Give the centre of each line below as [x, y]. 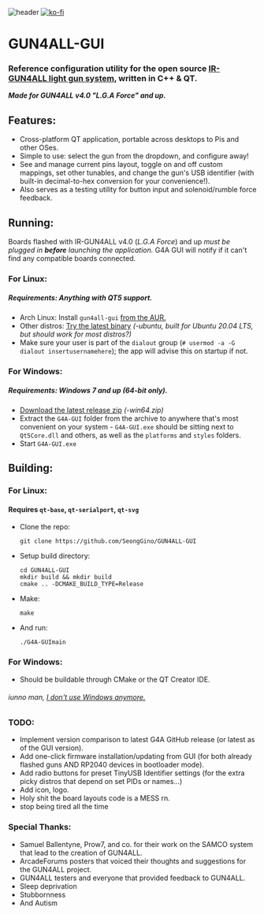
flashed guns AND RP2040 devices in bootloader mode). [112, 765]
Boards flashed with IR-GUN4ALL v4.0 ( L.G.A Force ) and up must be [119, 242]
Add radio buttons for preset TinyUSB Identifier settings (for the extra [132, 773]
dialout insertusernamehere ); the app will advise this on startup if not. [134, 351]
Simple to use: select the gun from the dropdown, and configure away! [134, 156]
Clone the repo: [45, 527]
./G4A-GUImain [43, 642]
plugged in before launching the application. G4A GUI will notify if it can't [128, 250]
